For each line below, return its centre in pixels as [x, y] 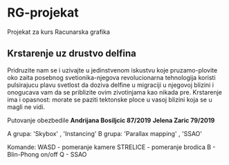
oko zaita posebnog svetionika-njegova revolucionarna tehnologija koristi [111, 77]
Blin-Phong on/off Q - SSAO [47, 154]
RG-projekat [43, 13]
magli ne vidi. [26, 107]
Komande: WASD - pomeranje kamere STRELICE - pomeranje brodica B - [111, 147]
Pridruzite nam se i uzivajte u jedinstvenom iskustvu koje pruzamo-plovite [112, 70]
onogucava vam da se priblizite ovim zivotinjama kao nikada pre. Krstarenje [115, 92]
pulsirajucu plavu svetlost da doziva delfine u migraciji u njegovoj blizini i [111, 85]
